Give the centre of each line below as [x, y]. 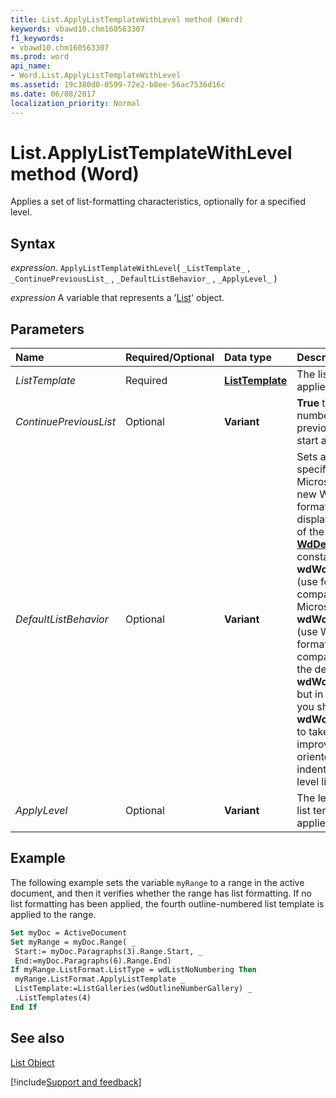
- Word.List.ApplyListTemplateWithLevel [96, 76]
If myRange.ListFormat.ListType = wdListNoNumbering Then [133, 970]
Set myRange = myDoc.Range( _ [73, 942]
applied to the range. [53, 914]
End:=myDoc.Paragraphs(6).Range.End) [93, 961]
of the [310, 532]
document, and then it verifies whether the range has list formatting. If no [161, 893]
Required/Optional [169, 358]
